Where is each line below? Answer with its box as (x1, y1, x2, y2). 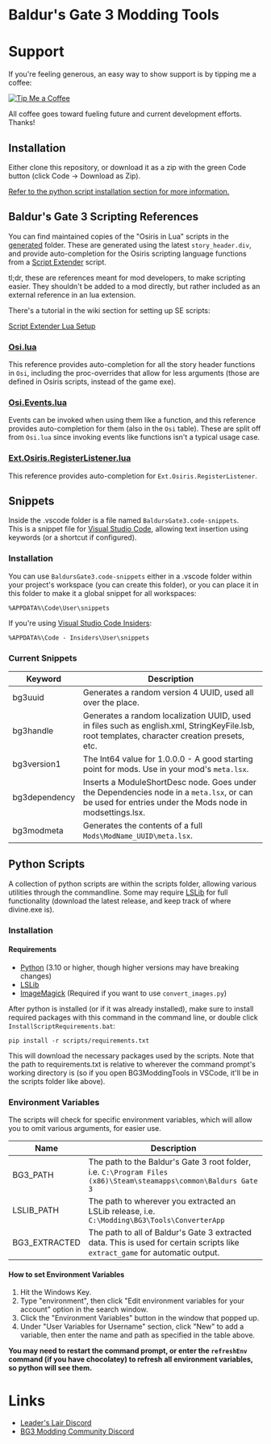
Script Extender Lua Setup (8, 321, 96, 331)
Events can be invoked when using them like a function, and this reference (8, 415, 256, 425)
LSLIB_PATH (12, 1204, 59, 1216)
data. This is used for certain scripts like (88, 1237, 240, 1248)
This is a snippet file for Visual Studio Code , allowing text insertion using (8, 524, 248, 534)
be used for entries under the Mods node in (83, 797, 248, 808)
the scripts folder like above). (8, 1076, 106, 1086)
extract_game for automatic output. (88, 1247, 220, 1258)
